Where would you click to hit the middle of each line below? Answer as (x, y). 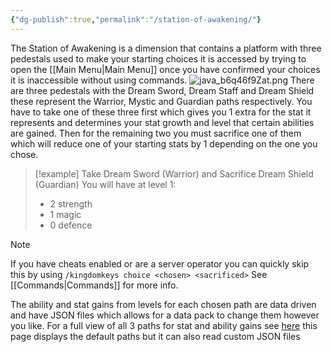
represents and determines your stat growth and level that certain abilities (162, 122)
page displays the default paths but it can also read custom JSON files (155, 336)
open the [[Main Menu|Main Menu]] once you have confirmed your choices (165, 69)
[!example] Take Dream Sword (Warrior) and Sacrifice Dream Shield (174, 173)
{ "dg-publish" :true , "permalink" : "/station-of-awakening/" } (136, 19)
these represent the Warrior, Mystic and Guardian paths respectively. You (161, 101)
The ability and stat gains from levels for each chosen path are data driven (163, 304)
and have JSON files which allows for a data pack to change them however (165, 315)
